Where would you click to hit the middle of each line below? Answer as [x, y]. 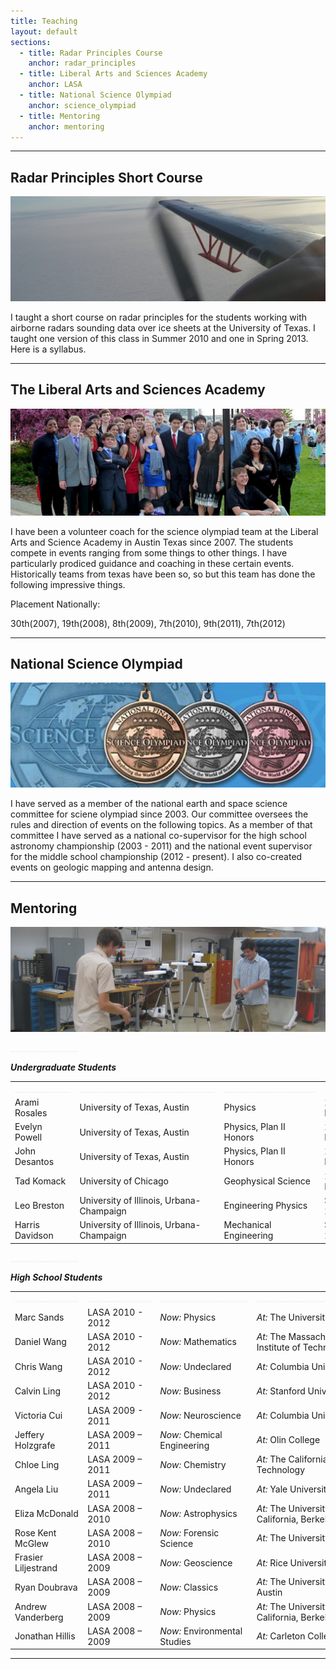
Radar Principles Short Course [106, 177]
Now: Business [190, 1391]
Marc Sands [39, 1317]
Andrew [30, 1606]
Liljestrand [36, 1568]
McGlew [31, 1543]
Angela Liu [36, 1489]
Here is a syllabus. [48, 349]
